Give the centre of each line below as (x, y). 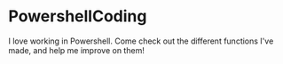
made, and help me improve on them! (77, 50)
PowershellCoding (78, 16)
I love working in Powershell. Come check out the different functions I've (141, 41)
